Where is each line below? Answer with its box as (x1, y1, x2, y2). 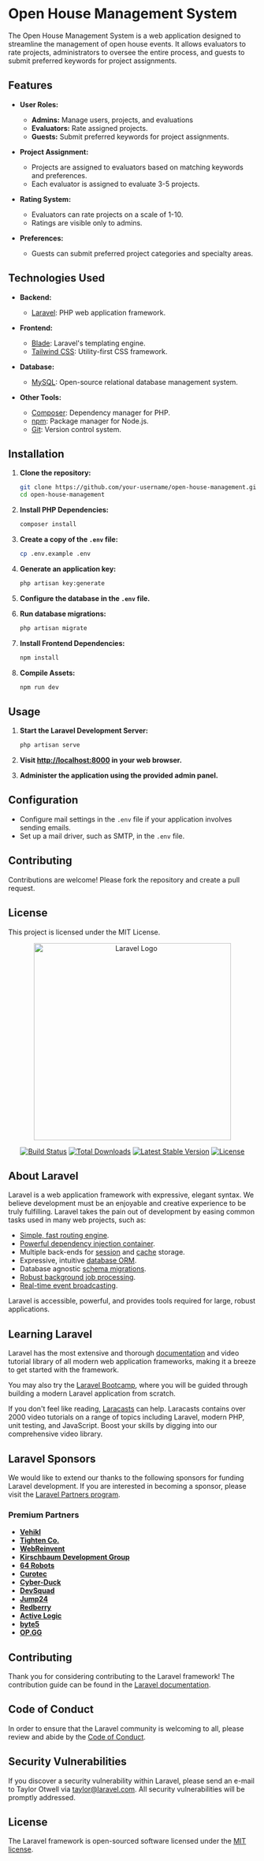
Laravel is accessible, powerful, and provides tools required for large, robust (8, 1296, 256, 1306)
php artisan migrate (19, 624, 87, 632)
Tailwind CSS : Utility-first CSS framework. (31, 346, 168, 356)
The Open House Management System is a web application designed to (8, 31, 241, 40)
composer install (19, 520, 77, 528)
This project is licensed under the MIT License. (8, 927, 161, 937)
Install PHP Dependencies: (19, 505, 109, 515)
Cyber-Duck (19, 1578, 61, 1587)
